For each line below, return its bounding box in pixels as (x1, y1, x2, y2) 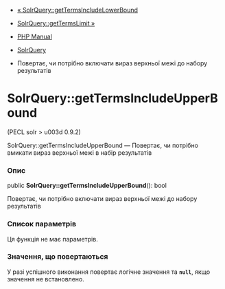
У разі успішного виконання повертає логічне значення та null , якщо (7, 268, 211, 276)
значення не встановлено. (7, 275, 84, 283)
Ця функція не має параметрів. (7, 235, 98, 243)
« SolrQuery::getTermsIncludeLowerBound (16, 6, 139, 14)
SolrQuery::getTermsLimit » (16, 19, 95, 27)
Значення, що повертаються (7, 252, 108, 261)
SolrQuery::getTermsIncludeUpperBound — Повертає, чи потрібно (7, 141, 199, 149)
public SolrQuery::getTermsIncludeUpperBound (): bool (7, 182, 167, 190)
